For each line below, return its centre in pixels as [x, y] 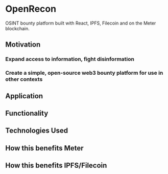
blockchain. [17, 28]
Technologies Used [37, 131]
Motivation [23, 45]
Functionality [27, 113]
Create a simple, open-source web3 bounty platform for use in [84, 73]
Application [24, 96]
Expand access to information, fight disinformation [70, 59]
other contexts [24, 79]
